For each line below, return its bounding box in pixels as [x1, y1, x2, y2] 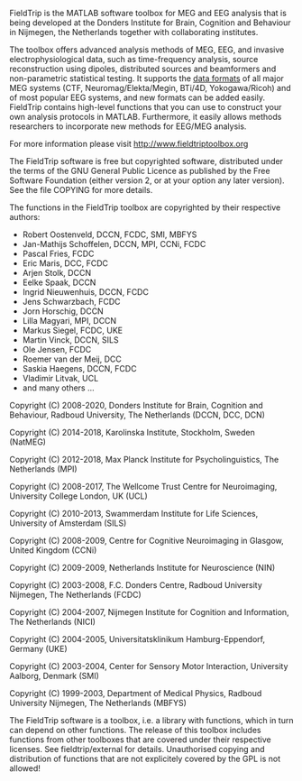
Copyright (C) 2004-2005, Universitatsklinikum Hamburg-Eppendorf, [9, 634, 266, 644]
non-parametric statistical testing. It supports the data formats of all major [9, 73, 284, 84]
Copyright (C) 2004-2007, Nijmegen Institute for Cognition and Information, [9, 607, 290, 617]
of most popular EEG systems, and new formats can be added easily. [9, 92, 266, 103]
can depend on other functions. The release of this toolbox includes [9, 725, 261, 735]
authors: [9, 212, 41, 222]
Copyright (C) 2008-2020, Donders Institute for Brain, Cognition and [9, 400, 263, 410]
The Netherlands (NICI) [9, 617, 96, 627]
